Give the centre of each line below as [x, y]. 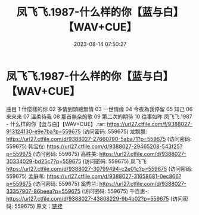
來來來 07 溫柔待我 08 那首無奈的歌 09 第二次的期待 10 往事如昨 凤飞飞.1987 [99, 116]
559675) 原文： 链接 [38, 206]
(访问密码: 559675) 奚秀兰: [65, 183]
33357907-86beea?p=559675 [43, 191]
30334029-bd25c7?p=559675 [44, 161]
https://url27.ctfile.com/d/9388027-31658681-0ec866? [114, 176]
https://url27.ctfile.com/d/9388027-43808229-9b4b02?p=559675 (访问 [94, 198]
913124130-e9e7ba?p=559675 [43, 131]
